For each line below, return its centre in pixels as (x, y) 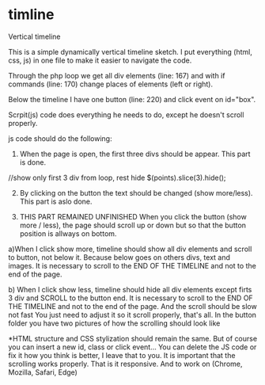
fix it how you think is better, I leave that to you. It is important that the (122, 355)
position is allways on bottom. (68, 233)
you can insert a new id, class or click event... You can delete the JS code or (132, 347)
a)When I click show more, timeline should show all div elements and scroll (130, 249)
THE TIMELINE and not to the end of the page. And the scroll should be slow (132, 306)
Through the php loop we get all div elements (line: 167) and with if (117, 75)
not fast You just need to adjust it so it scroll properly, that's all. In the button (132, 314)
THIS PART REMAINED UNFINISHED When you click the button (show (133, 216)
